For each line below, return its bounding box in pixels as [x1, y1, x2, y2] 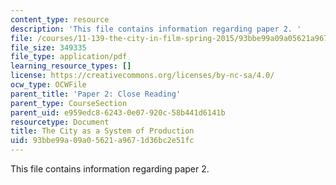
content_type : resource [10, 14, 110, 25]
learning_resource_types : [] [10, 61, 132, 71]
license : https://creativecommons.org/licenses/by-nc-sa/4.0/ [10, 71, 275, 81]
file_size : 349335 [10, 42, 87, 53]
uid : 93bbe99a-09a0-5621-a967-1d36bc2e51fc [10, 136, 195, 146]
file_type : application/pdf [10, 52, 128, 62]
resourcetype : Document [10, 117, 110, 127]
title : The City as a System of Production [10, 126, 195, 136]
